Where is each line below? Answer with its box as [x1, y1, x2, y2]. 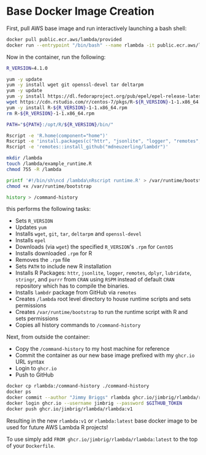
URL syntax [15, 358, 45, 365]
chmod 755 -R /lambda [6, 166, 62, 172]
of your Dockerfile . [6, 442, 55, 449]
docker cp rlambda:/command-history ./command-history [6, 383, 150, 389]
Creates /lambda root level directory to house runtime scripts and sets [15, 296, 191, 303]
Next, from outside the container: [6, 333, 90, 341]
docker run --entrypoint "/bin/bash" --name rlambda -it [6, 42, 155, 48]
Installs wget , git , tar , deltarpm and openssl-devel [15, 230, 142, 237]
